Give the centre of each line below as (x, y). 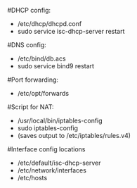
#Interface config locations (46, 149)
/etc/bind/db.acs (41, 58)
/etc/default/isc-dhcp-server (59, 163)
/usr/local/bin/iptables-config (60, 120)
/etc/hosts (32, 178)
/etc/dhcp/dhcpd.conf (50, 24)
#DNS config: (27, 45)
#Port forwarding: (33, 80)
